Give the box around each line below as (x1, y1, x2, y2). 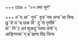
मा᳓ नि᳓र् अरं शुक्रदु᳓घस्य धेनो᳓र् (5, 25, 57, 31)
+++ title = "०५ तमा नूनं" (5, 4, 51, 10)
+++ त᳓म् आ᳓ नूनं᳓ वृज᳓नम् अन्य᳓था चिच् (5, 14, 74, 20)
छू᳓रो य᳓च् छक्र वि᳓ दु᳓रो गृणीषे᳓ (5, 20, 57, 25)
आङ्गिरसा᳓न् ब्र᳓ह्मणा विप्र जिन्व (5, 31, 54, 37)
